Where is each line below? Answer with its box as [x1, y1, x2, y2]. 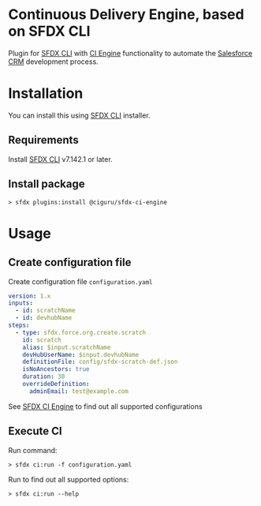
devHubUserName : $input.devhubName [22, 350, 140, 358]
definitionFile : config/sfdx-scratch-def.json [22, 358, 178, 366]
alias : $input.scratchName [22, 343, 111, 351]
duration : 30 [22, 373, 65, 380]
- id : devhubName [15, 314, 73, 322]
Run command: [8, 445, 58, 455]
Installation [8, 84, 84, 103]
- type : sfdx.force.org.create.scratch [15, 328, 147, 336]
